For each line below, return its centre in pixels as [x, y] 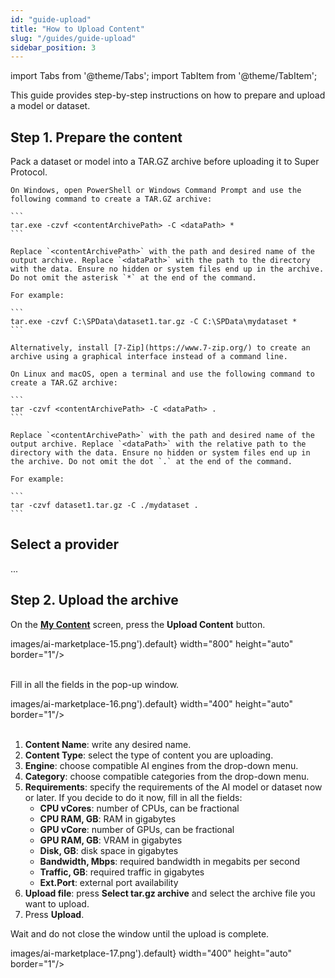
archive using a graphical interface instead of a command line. [149, 357]
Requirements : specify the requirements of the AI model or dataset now [173, 787]
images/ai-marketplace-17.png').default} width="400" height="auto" [151, 953]
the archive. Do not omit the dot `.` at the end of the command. [151, 462]
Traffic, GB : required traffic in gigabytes [122, 872]
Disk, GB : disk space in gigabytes [109, 850]
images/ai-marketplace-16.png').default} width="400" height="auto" [152, 703]
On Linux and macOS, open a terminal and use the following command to [162, 374]
